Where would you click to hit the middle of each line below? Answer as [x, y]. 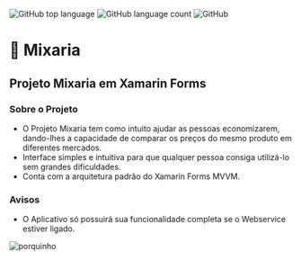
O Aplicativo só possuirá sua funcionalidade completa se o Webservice [154, 220]
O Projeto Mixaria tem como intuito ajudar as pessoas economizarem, [151, 128]
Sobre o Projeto [44, 109]
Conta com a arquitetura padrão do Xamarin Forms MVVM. [131, 176]
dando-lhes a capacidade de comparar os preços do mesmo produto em [157, 138]
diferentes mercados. [62, 148]
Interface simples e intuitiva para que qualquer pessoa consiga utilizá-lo [156, 157]
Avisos [25, 200]
